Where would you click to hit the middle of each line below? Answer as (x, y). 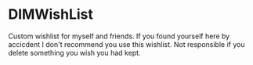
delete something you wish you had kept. (74, 52)
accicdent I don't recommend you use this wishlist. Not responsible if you (127, 44)
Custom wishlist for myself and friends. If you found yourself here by (119, 36)
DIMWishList (51, 14)
